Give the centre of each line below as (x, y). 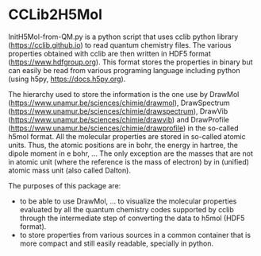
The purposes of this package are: (65, 185)
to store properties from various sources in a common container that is (135, 235)
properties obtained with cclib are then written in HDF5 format (110, 53)
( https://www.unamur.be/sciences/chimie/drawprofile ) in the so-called (123, 128)
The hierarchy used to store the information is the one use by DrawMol (124, 94)
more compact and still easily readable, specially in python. (117, 243)
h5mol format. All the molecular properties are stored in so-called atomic (127, 136)
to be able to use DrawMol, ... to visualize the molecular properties (128, 201)
